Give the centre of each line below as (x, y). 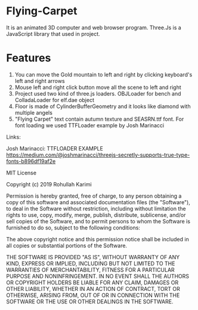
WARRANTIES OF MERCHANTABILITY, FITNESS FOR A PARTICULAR (90, 269)
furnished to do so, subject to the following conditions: (73, 228)
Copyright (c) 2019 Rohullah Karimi (49, 184)
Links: (13, 137)
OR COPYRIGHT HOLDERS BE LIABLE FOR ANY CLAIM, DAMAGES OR (92, 283)
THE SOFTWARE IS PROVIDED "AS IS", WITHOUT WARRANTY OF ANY (93, 257)
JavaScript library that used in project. (53, 33)
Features (29, 58)
